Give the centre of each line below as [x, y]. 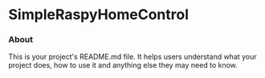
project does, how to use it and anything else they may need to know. [123, 65]
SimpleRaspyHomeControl [99, 15]
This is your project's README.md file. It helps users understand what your [132, 57]
